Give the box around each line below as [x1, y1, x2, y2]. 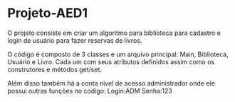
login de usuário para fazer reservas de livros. [7, 36, 142, 44]
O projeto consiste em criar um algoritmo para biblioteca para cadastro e [7, 29, 221, 37]
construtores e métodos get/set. [7, 65, 102, 73]
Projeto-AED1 [7, 5, 88, 21]
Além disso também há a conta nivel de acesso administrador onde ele [7, 78, 215, 87]
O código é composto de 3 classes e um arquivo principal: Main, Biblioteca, [7, 50, 229, 58]
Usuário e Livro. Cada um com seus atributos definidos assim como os [7, 57, 215, 66]
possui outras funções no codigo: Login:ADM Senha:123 [7, 86, 172, 95]
